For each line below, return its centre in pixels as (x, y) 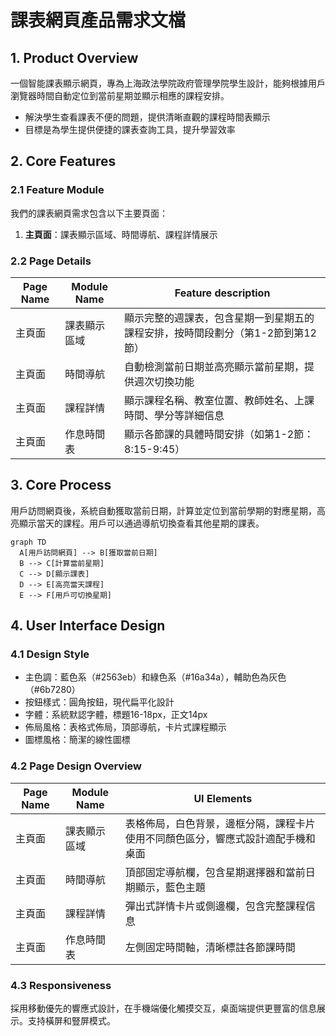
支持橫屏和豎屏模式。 (71, 1021)
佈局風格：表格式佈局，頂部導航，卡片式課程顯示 (125, 727)
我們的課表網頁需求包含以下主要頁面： (89, 213)
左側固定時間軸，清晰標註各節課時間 (210, 947)
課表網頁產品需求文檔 (98, 20)
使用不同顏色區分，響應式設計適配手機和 (220, 838)
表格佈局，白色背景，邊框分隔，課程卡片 (220, 823)
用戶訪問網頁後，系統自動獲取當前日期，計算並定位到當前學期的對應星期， (163, 510)
